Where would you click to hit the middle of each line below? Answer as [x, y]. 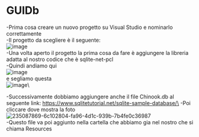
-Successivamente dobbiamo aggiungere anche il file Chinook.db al [90, 97]
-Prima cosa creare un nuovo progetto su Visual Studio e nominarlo [90, 27]
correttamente [24, 33]
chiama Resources [29, 129]
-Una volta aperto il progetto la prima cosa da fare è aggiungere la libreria [97, 53]
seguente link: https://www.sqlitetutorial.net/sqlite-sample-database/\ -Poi [99, 103]
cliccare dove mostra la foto [41, 109]
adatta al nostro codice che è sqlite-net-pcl [60, 59]
